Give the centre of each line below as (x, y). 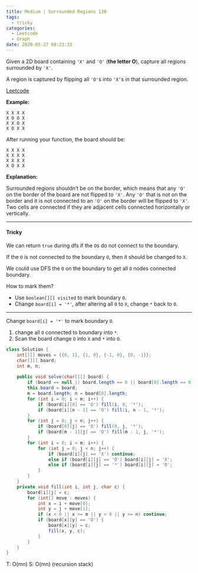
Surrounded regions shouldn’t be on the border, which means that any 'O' (96, 188)
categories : (21, 28)
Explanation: (22, 177)
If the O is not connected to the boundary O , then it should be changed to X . (97, 257)
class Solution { (27, 349)
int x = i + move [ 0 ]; (64, 503)
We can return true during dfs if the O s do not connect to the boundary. (93, 245)
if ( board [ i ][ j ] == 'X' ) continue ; (92, 454)
